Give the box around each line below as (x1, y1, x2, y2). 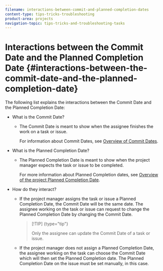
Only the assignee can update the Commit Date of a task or (31, 230, 150, 236)
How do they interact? (12, 187, 57, 192)
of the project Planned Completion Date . (19, 177, 100, 183)
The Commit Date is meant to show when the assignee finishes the (19, 124, 154, 129)
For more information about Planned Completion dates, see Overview (19, 172, 158, 178)
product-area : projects (5, 16, 54, 21)
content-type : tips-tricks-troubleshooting (5, 12, 95, 17)
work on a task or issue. (19, 129, 68, 135)
